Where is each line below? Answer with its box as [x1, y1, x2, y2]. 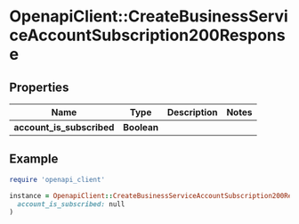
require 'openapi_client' [9, 175, 105, 184]
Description [166, 106, 218, 118]
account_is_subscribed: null [17, 199, 125, 209]
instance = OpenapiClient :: [9, 191, 114, 200]
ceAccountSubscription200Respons [9, 25, 287, 46]
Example [9, 152, 59, 167]
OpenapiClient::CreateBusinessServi [9, 6, 289, 27]
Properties [9, 79, 69, 95]
